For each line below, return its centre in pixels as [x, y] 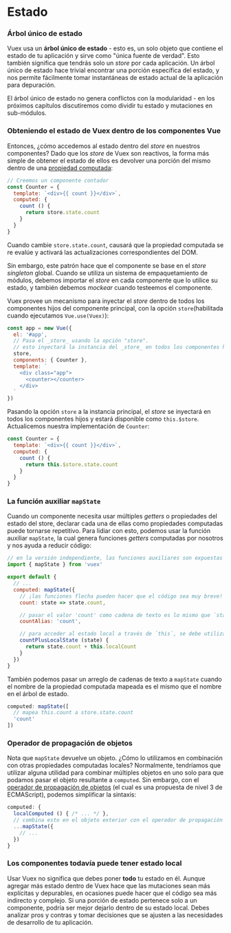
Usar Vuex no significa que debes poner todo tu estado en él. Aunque [106, 878]
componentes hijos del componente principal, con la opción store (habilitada [115, 308]
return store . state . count [62, 213]
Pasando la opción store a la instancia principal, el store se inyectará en [109, 412]
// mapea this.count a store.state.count [74, 713]
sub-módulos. [27, 113]
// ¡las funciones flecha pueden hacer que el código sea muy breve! [121, 596]
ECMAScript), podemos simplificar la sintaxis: [72, 795]
